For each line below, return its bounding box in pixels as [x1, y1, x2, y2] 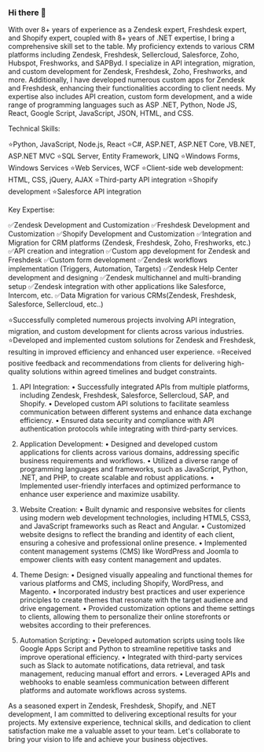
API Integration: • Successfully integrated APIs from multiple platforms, [19, 382, 250, 392]
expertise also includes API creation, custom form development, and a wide [8, 92, 253, 102]
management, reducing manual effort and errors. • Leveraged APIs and [19, 669, 251, 679]
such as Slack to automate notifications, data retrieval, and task [19, 661, 225, 670]
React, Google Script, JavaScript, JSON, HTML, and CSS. [8, 109, 194, 118]
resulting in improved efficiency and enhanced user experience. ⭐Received [8, 347, 251, 357]
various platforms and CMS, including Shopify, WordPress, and [19, 579, 224, 588]
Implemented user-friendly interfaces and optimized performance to [19, 481, 241, 491]
